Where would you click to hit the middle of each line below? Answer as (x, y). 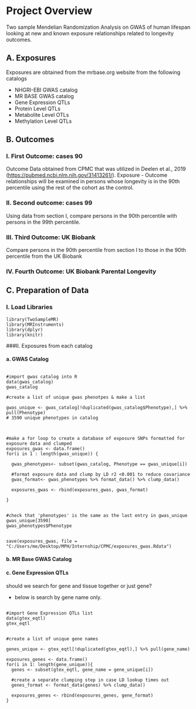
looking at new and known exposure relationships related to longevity (90, 33)
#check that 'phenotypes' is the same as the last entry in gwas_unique (97, 515)
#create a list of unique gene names (52, 639)
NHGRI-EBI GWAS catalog (46, 90)
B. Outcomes (30, 140)
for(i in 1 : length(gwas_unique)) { (52, 453)
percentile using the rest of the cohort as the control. (70, 188)
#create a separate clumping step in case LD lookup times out (90, 680)
